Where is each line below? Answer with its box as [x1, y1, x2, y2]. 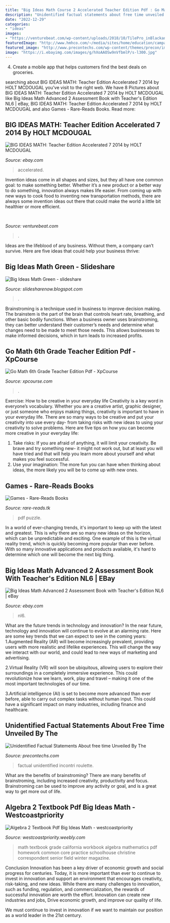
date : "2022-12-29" [5, 17, 47, 22]
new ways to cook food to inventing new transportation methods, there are [5, 193, 161, 199]
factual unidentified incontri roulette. [17, 762, 94, 768]
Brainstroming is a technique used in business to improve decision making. [5, 305, 161, 312]
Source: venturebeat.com [5, 223, 59, 229]
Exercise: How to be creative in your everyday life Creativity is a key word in [5, 398, 163, 404]
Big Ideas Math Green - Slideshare [5, 263, 115, 271]
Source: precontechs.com [5, 752, 59, 758]
